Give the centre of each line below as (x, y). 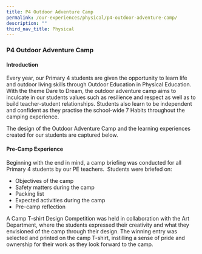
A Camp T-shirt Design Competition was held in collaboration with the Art (98, 218)
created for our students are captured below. (62, 135)
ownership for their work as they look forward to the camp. (80, 244)
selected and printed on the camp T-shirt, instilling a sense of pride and (96, 238)
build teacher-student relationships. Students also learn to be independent (99, 104)
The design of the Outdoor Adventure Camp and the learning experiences (99, 129)
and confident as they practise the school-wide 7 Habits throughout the (96, 111)
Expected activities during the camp (60, 200)
